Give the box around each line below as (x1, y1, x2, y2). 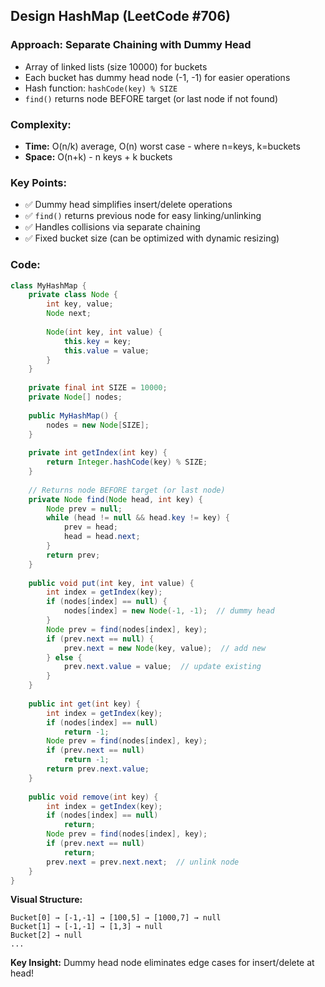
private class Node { (28, 290, 118, 300)
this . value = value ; (63, 345, 150, 356)
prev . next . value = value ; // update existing (63, 662, 262, 672)
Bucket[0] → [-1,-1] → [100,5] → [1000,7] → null (10, 913, 222, 923)
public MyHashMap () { (28, 410, 118, 421)
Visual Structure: (10, 894, 83, 906)
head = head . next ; (63, 532, 141, 542)
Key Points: (10, 175, 67, 189)
